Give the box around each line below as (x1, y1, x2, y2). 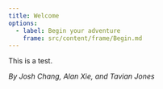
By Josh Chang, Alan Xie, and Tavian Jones (8, 71, 155, 81)
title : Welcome (8, 11, 60, 20)
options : (8, 19, 38, 27)
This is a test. (8, 56, 53, 66)
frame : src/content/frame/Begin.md (23, 34, 143, 42)
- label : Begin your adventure (15, 26, 121, 34)
